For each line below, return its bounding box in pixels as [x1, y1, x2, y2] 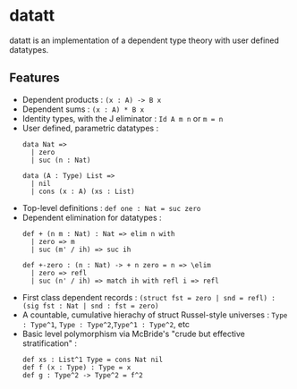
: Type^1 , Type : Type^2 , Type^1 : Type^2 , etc [21, 318, 191, 329]
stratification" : [21, 337, 78, 349]
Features [9, 71, 60, 86]
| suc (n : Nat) [30, 156, 91, 165]
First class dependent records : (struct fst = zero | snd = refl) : [21, 292, 276, 302]
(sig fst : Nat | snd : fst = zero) [21, 301, 159, 310]
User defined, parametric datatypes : [21, 123, 159, 133]
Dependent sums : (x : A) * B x [21, 104, 145, 114]
